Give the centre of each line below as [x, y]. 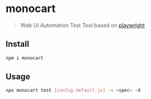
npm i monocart [25, 58]
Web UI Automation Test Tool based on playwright [82, 25]
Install [17, 44]
